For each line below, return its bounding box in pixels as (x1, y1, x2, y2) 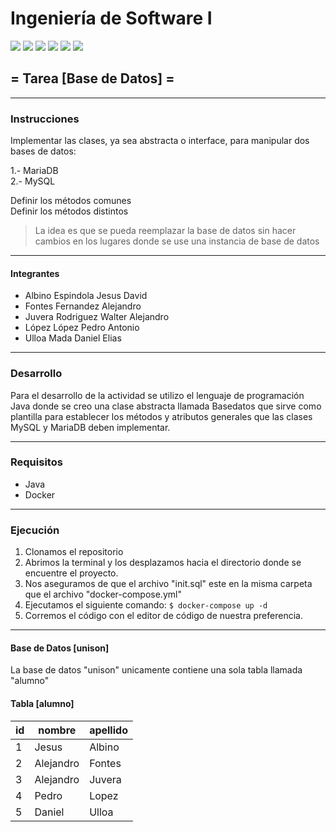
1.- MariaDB (10, 165, 59, 177)
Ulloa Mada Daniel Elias (24, 332, 122, 344)
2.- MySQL (10, 175, 56, 187)
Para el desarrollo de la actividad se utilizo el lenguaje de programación (10, 389, 305, 401)
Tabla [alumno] (10, 697, 75, 709)
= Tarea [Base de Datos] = (10, 70, 175, 87)
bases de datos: (10, 145, 77, 157)
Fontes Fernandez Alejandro (24, 300, 142, 312)
